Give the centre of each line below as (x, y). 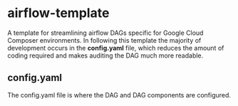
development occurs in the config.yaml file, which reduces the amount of (116, 48)
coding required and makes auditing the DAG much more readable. (105, 55)
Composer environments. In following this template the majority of (104, 40)
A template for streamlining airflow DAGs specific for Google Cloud (105, 33)
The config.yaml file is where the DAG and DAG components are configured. (119, 95)
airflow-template (58, 13)
